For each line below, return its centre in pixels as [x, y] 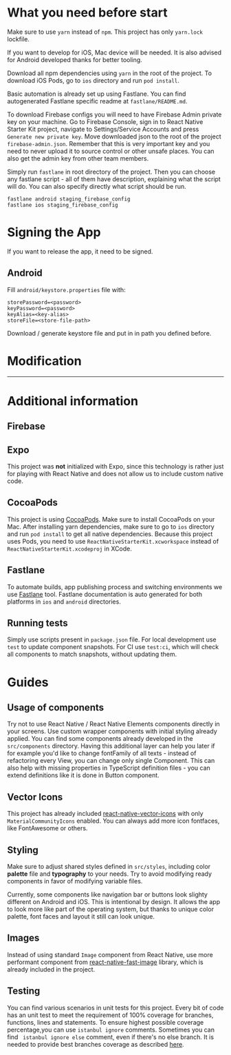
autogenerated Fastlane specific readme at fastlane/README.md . [97, 101]
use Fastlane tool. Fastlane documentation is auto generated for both [105, 594]
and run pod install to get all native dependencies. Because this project [110, 534]
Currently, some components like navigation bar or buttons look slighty [108, 894]
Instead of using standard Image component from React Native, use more [110, 954]
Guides [28, 682]
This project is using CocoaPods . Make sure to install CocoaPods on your [111, 519]
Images [23, 938]
